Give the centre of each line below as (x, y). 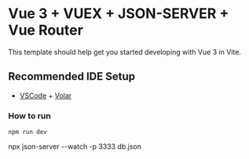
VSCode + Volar (46, 96)
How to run (29, 116)
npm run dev (27, 132)
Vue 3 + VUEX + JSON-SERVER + (119, 14)
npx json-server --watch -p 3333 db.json (75, 146)
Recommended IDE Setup (72, 76)
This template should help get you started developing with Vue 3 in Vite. (125, 52)
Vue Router (46, 30)
